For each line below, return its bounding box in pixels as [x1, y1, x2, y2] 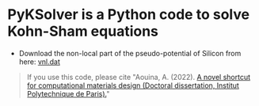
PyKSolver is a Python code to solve [7, 6, 250, 24]
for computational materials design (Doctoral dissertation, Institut [26, 81, 239, 90]
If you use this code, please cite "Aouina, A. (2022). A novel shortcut [26, 72, 251, 81]
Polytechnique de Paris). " [26, 89, 110, 98]
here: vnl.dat [18, 57, 60, 66]
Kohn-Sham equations [7, 22, 159, 40]
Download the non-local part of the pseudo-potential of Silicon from [18, 48, 242, 58]
